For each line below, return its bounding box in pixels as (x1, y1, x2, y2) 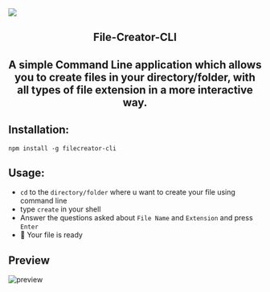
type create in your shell (19, 204, 101, 214)
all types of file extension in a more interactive (17, 83, 253, 97)
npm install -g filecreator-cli (8, 144, 117, 152)
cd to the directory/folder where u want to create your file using (19, 187, 235, 197)
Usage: (8, 166, 46, 179)
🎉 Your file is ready (19, 230, 83, 240)
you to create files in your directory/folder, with (14, 70, 256, 84)
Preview (8, 253, 51, 267)
